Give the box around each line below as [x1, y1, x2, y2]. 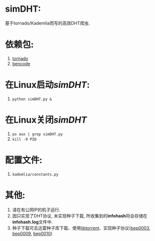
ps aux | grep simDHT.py [12, 132, 63, 137]
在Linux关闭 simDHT [5, 115, 87, 125]
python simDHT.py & [12, 97, 52, 101]
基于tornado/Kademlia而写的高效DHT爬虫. [5, 20, 90, 26]
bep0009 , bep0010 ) [12, 230, 53, 236]
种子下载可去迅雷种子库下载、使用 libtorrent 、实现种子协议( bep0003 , [12, 225, 151, 231]
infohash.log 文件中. [12, 219, 53, 225]
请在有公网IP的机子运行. [12, 206, 61, 213]
